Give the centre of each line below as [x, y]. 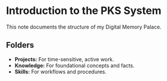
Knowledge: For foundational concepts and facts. [74, 65]
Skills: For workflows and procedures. [60, 72]
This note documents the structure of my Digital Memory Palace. [84, 27]
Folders [20, 45]
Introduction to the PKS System [84, 11]
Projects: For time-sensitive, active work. [64, 59]
